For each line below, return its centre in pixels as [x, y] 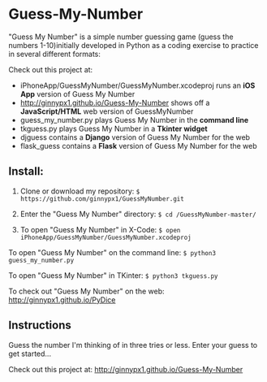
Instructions [40, 326]
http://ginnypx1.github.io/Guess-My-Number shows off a [115, 102]
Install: [26, 171]
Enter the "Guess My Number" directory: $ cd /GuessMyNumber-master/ [138, 214]
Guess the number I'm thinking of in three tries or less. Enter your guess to [133, 345]
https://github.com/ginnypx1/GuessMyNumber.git [102, 199]
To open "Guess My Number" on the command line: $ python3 [112, 252]
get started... [30, 354]
